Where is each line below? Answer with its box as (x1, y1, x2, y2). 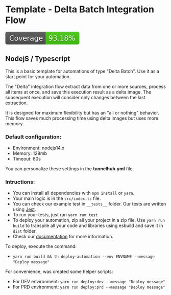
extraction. (5, 100, 28, 106)
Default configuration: (5, 133, 62, 140)
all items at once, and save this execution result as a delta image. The (5, 88, 152, 95)
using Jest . (12, 206, 36, 213)
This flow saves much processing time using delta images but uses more (5, 115, 159, 121)
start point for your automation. (5, 73, 71, 80)
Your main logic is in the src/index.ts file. (12, 195, 101, 201)
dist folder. (12, 228, 37, 234)
